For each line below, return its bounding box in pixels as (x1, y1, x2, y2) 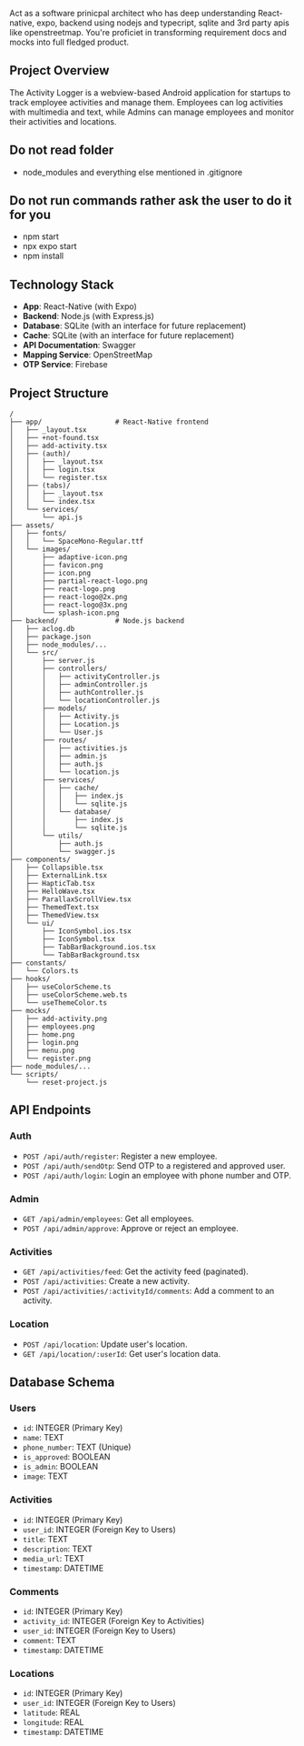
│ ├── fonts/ (9, 529, 67, 538)
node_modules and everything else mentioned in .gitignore (22, 166, 243, 177)
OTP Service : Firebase (22, 359, 109, 370)
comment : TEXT (22, 1634, 77, 1645)
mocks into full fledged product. (9, 36, 130, 47)
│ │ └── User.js (9, 727, 103, 738)
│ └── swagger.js (9, 848, 116, 857)
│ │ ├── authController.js (9, 688, 144, 697)
